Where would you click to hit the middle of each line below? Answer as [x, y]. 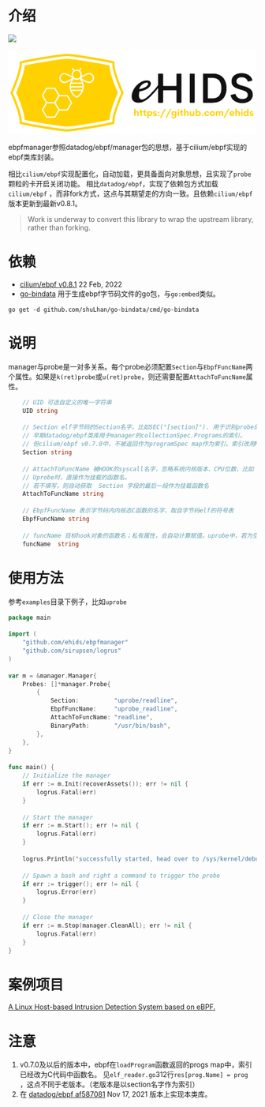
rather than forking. [59, 227]
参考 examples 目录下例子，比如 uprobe [68, 602]
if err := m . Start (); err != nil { [81, 826]
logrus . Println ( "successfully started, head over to [111, 859]
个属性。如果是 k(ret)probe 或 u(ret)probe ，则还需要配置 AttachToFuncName [127, 377]
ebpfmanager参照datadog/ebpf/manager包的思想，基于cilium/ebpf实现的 [127, 147]
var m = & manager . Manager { [52, 676]
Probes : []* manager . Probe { [67, 684]
